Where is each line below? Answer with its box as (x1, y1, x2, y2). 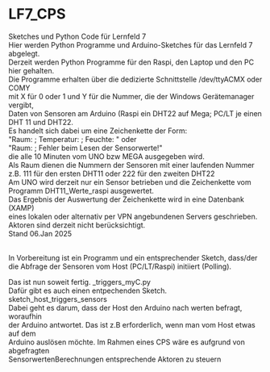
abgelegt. (8, 48, 40, 58)
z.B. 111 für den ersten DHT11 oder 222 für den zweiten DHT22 (8, 169, 215, 178)
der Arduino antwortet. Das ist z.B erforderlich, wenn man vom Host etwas (8, 320, 255, 329)
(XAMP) (8, 203, 35, 212)
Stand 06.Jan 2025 (8, 228, 73, 238)
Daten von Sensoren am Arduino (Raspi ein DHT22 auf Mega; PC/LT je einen (8, 108, 262, 118)
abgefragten (8, 345, 50, 355)
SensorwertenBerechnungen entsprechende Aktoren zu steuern (8, 354, 222, 364)
